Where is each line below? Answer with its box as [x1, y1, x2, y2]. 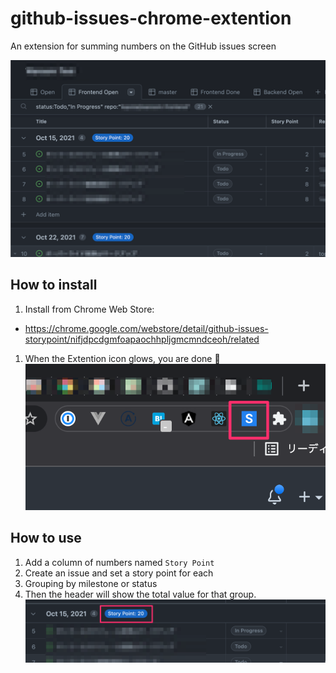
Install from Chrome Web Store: [24, 303, 155, 315]
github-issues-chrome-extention [10, 7, 292, 30]
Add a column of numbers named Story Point [24, 556, 215, 568]
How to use [10, 530, 82, 547]
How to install [10, 277, 98, 294]
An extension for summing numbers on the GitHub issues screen [10, 40, 277, 52]
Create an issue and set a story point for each [24, 567, 214, 579]
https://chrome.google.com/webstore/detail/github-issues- [24, 322, 269, 334]
